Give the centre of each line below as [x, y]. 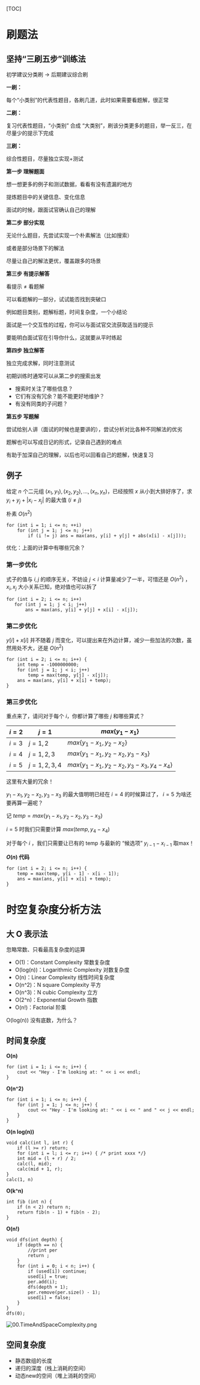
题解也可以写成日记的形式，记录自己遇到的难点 [64, 442]
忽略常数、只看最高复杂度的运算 [46, 949]
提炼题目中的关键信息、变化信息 [46, 197]
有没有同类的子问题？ [41, 404]
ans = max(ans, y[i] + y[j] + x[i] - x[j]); [81, 610]
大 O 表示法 [27, 934]
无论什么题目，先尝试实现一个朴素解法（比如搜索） [69, 235]
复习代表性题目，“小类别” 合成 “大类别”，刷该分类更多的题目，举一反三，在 [99, 125]
